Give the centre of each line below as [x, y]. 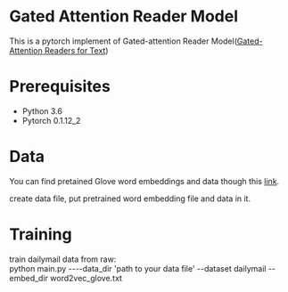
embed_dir [29, 278]
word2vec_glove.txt [86, 278]
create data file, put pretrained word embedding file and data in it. [130, 199]
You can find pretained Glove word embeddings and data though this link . [144, 181]
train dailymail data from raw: [63, 259]
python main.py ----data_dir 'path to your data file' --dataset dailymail [138, 268]
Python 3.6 [42, 111]
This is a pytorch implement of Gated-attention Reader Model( [123, 41]
